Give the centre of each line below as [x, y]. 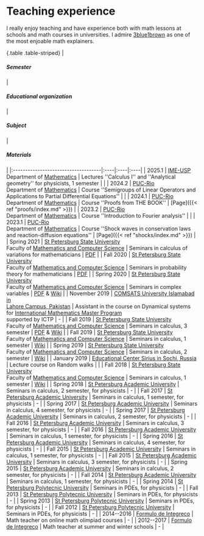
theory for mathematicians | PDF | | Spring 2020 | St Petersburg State [93, 274]
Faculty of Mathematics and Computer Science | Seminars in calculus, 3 [97, 326]
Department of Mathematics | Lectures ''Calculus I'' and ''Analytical [91, 177]
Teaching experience [61, 11]
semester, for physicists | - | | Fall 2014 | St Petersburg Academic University [101, 474]
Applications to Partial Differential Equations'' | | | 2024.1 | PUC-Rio [90, 196]
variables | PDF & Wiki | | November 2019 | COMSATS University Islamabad [100, 293]
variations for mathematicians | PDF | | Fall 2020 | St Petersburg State [93, 254]
